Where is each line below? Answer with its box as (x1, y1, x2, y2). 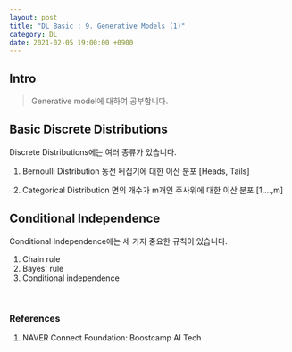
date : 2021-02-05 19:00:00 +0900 (9, 37, 134, 47)
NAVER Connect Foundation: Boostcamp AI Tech (21, 332, 202, 343)
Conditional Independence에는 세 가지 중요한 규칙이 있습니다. (9, 235, 228, 246)
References (9, 312, 61, 324)
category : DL (9, 29, 58, 38)
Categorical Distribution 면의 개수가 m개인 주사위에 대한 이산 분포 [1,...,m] (21, 184, 284, 195)
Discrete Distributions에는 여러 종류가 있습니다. (9, 146, 177, 157)
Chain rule (21, 253, 61, 264)
